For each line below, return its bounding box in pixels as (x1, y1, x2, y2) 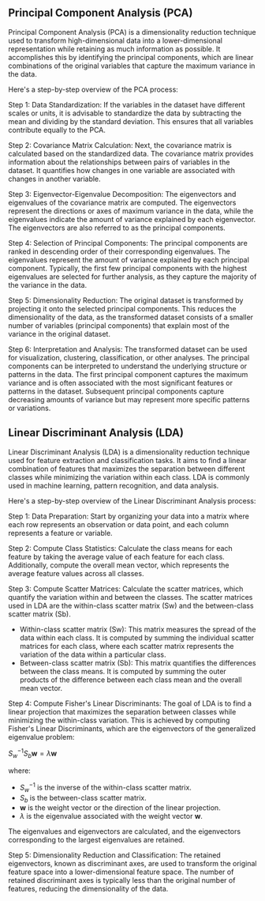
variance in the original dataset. (8, 329, 110, 338)
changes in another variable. (8, 174, 101, 183)
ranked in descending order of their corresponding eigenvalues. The (8, 247, 231, 256)
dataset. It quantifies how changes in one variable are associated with (8, 165, 235, 175)
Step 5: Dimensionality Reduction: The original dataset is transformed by (8, 296, 244, 305)
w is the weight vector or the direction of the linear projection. (19, 803, 221, 812)
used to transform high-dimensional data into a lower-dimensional (8, 36, 223, 45)
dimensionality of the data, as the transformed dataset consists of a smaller (8, 312, 254, 322)
